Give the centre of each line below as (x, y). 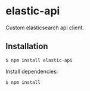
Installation (27, 46)
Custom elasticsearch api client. (45, 28)
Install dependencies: (32, 71)
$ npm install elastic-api (39, 60)
